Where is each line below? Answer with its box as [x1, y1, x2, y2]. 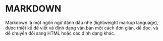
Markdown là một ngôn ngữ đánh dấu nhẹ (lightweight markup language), [5, 19, 159, 25]
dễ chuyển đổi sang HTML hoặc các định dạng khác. [5, 30, 116, 36]
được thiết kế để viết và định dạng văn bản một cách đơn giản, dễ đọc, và [5, 24, 158, 30]
